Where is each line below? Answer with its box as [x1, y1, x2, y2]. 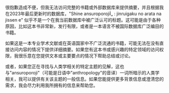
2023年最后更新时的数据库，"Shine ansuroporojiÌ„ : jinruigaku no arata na [9, 11, 162, 17]
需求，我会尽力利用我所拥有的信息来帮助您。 [5, 82, 98, 88]
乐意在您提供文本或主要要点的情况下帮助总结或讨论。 [22, 53, 133, 59]
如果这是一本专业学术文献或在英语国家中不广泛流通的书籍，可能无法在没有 [5, 40, 159, 46]
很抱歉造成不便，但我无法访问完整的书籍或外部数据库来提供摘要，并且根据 [5, 5, 159, 10]
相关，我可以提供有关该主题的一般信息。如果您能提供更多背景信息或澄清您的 [5, 76, 164, 82]
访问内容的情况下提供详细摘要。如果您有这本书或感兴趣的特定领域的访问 [9, 47, 159, 52]
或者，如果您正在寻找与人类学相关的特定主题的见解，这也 [5, 63, 124, 69]
